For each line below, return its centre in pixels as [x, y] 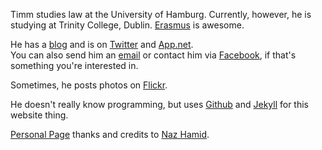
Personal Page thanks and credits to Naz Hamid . [110, 134]
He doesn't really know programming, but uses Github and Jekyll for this [160, 104]
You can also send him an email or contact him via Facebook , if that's [153, 55]
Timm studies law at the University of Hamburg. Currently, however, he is [161, 14]
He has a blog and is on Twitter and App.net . [102, 44]
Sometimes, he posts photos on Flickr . [89, 85]
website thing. [39, 115]
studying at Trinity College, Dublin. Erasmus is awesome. [127, 25]
